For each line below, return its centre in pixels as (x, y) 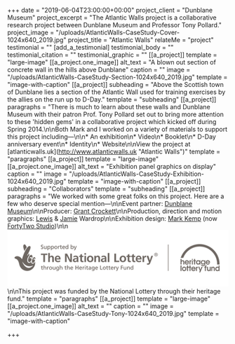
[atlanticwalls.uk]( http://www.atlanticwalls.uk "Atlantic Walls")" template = (114, 151)
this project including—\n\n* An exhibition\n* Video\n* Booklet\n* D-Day (112, 137)
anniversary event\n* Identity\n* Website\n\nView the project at (99, 144)
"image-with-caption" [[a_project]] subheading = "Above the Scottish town (116, 84)
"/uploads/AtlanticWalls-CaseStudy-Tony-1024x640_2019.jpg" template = (113, 313)
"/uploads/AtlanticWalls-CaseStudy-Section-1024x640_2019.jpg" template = (117, 77)
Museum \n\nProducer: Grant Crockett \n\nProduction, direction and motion (115, 211)
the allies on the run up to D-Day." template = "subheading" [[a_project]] (112, 99)
